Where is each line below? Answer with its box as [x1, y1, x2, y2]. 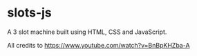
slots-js [7, 5, 52, 21]
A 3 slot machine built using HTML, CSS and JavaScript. [7, 28, 167, 36]
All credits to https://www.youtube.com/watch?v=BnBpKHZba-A [7, 41, 190, 49]
